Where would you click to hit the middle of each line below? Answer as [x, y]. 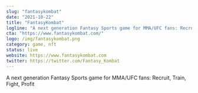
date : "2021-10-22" [30, 17]
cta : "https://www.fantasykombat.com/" [55, 34]
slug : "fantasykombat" [34, 11]
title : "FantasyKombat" [35, 22]
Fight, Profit [20, 84]
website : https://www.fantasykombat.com [57, 55]
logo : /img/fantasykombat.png [43, 39]
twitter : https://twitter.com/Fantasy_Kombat [63, 61]
